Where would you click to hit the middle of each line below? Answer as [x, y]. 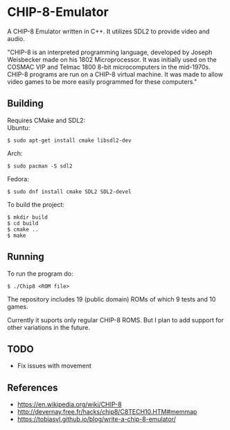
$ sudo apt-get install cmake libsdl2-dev [69, 140]
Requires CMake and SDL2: [46, 120]
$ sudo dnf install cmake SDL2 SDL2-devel [69, 192]
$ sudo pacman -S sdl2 [40, 166]
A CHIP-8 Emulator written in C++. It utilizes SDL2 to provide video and [108, 31]
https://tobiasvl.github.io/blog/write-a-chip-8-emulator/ [97, 419]
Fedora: [18, 179]
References [33, 387]
